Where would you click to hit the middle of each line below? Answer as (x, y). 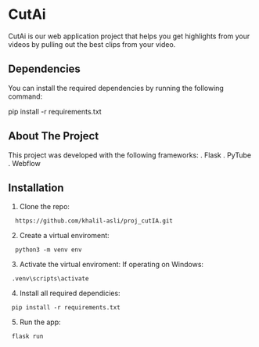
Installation (36, 188)
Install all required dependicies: (70, 293)
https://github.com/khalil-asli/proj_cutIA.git (94, 221)
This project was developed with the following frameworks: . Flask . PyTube (130, 155)
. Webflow (24, 163)
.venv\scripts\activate (50, 279)
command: (25, 96)
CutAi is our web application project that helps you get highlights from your (129, 36)
